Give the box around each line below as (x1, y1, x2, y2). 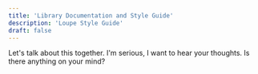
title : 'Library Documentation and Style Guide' (8, 11, 174, 20)
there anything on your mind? (8, 56, 106, 66)
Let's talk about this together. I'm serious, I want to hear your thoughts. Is (8, 49, 250, 58)
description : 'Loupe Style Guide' (8, 19, 124, 27)
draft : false (8, 26, 52, 34)
